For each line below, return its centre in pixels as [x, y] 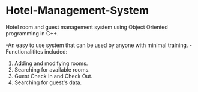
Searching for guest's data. [48, 82]
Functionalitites [24, 51]
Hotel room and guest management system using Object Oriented [87, 27]
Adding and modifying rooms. [51, 63]
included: [56, 51]
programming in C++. [32, 33]
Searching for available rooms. [52, 69]
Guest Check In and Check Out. [53, 76]
